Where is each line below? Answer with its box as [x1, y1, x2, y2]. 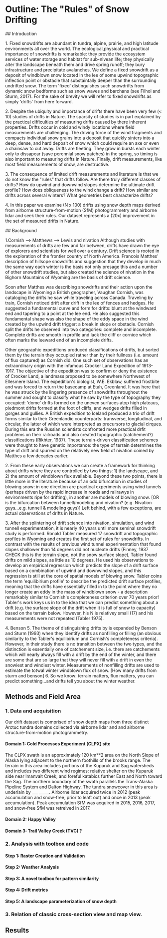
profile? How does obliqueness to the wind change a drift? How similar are [5, 187, 158, 193]
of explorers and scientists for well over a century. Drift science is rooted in [5, 248, 160, 254]
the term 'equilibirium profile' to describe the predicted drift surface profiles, [5, 578, 162, 584]
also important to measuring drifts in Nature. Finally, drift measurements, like [5, 156, 163, 162]
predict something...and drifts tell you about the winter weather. [5, 678, 136, 684]
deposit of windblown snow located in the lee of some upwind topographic [5, 72, 159, 78]
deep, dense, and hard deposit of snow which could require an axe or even [5, 140, 160, 146]
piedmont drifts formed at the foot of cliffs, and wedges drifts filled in [5, 405, 147, 411]
